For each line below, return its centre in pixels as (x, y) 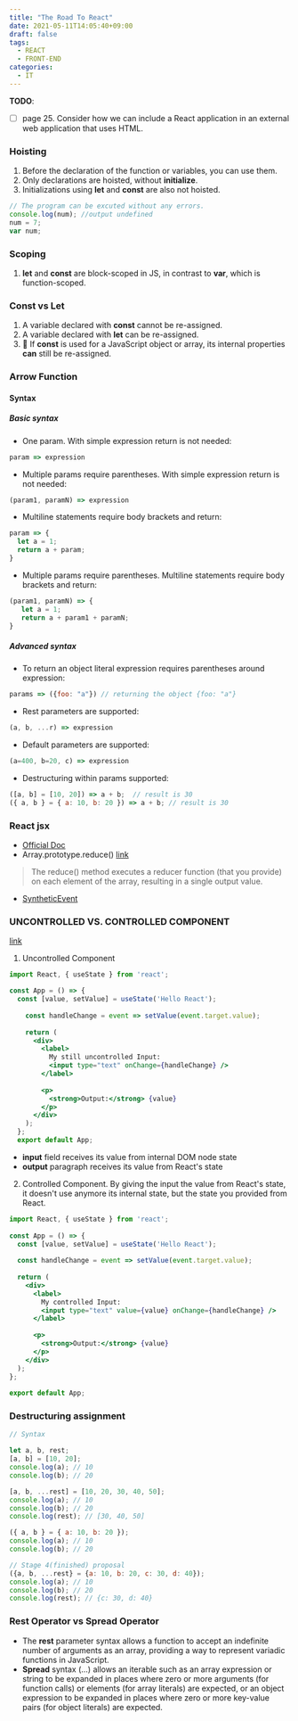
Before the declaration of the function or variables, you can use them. (149, 171)
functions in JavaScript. (65, 1659)
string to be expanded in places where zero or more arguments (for (145, 1678)
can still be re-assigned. (66, 354)
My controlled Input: (81, 1302)
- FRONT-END (40, 59)
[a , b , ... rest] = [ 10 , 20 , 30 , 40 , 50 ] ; (87, 1491)
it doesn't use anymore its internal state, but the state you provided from (154, 1193)
